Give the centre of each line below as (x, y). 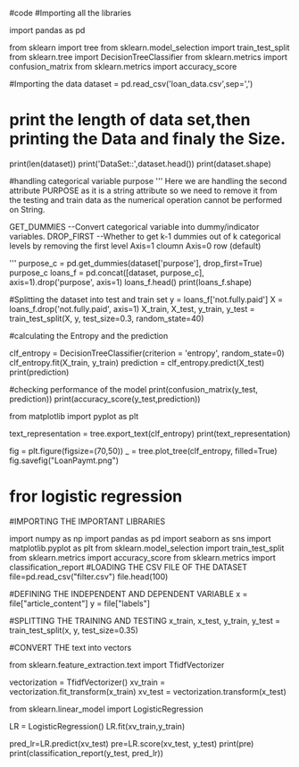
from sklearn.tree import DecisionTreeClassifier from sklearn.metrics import (149, 57)
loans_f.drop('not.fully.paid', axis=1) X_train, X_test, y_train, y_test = (133, 308)
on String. (27, 209)
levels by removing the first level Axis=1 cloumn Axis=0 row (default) (135, 246)
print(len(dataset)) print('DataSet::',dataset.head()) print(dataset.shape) (141, 164)
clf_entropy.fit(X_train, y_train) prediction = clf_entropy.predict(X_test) (137, 362)
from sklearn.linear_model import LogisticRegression (106, 709)
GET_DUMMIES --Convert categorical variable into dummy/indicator (134, 226)
